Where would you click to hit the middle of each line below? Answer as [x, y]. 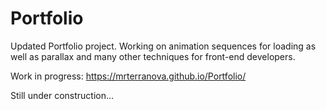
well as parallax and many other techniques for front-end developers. [153, 56]
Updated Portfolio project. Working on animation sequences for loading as [163, 46]
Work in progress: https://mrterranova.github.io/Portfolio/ [128, 76]
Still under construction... [62, 95]
